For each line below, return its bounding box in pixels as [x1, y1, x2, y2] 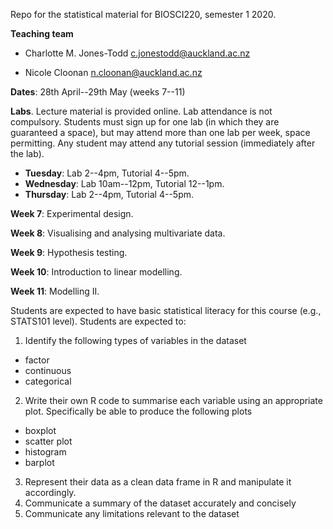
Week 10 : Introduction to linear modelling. [10, 266, 183, 278]
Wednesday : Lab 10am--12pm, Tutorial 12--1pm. [24, 178, 225, 189]
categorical [24, 375, 72, 387]
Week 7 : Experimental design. [10, 208, 134, 219]
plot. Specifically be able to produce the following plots [24, 405, 253, 417]
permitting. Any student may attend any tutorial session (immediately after [10, 137, 316, 149]
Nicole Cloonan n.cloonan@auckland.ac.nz [24, 67, 203, 78]
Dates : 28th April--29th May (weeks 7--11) [10, 86, 186, 98]
